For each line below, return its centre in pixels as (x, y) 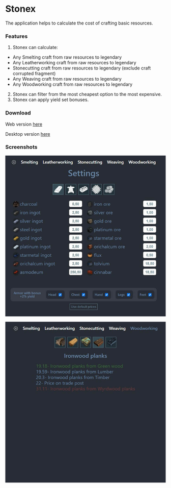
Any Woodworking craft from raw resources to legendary (73, 84)
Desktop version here (28, 134)
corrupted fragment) (34, 74)
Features (17, 36)
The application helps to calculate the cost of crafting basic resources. (79, 23)
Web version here (24, 124)
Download (18, 113)
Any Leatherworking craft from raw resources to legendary (74, 63)
